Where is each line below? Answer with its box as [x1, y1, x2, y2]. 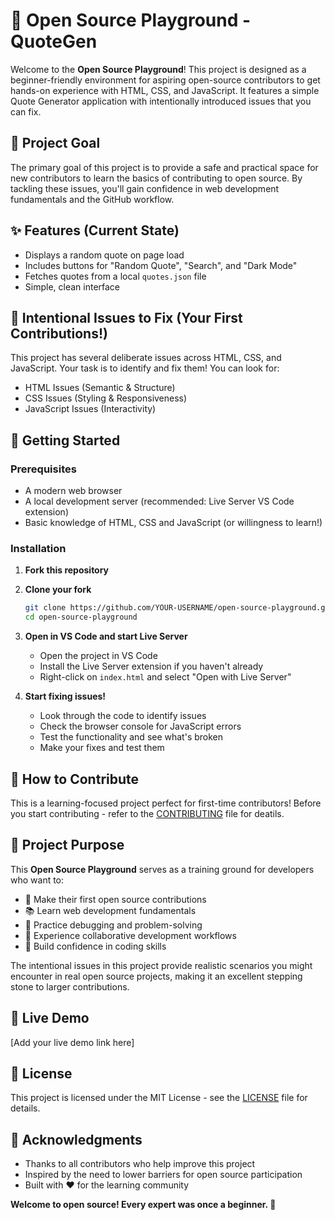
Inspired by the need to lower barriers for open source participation [24, 1169, 303, 1181]
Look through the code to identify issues [39, 710, 207, 722]
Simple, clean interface [24, 280, 121, 293]
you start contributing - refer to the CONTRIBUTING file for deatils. [10, 807, 285, 819]
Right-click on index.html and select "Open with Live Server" [39, 671, 292, 683]
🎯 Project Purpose [10, 837, 125, 854]
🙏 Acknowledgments [10, 1131, 143, 1148]
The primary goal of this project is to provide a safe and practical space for [10, 161, 319, 173]
